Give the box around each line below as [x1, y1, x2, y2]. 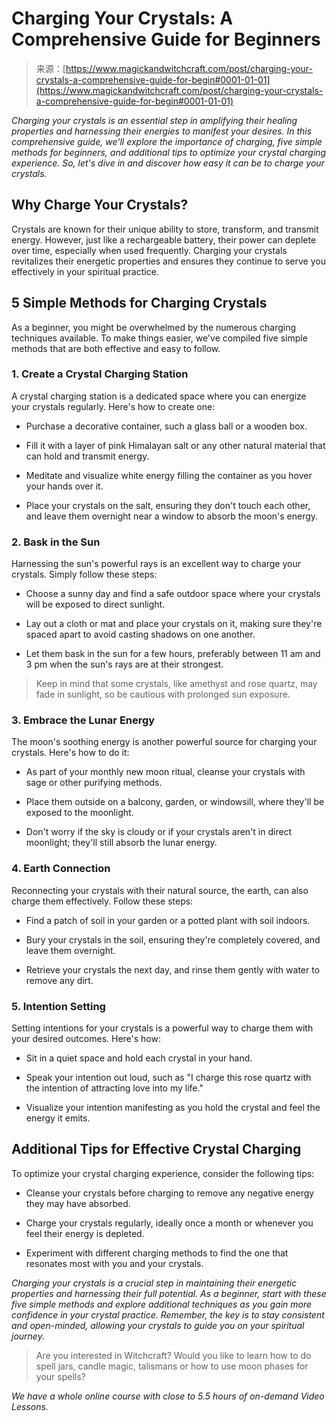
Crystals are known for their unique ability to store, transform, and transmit [11, 223, 319, 235]
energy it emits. [25, 1112, 91, 1124]
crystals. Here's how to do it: [11, 747, 130, 759]
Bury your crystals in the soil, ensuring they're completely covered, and [25, 933, 321, 946]
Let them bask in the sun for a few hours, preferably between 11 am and [25, 648, 321, 660]
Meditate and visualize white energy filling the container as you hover [25, 469, 313, 481]
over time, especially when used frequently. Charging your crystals [11, 244, 288, 256]
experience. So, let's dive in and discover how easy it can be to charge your [11, 157, 325, 169]
